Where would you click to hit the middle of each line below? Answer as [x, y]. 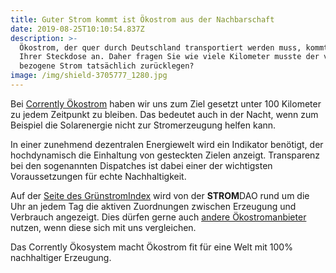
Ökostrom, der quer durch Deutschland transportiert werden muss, [160, 47]
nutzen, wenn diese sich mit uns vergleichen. [103, 227]
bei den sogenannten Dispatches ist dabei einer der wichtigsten [141, 165]
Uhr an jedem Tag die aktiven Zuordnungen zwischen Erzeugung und [153, 206]
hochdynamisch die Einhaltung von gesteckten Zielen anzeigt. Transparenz [165, 155]
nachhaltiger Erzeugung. [61, 257]
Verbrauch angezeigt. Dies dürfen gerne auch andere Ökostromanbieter [158, 217]
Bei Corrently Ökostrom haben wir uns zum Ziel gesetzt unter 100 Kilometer [166, 103]
